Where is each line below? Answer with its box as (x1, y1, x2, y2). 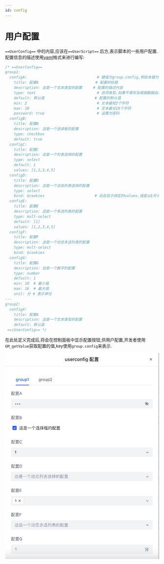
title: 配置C (14, 147, 39, 152)
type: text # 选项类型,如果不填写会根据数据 (14, 90, 155, 95)
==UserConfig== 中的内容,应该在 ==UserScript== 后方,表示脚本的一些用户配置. (5, 48, 158, 54)
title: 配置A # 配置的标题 (14, 80, 118, 85)
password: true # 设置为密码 (14, 111, 120, 116)
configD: (9, 173, 27, 178)
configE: (9, 198, 27, 204)
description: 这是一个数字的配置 (14, 265, 75, 271)
